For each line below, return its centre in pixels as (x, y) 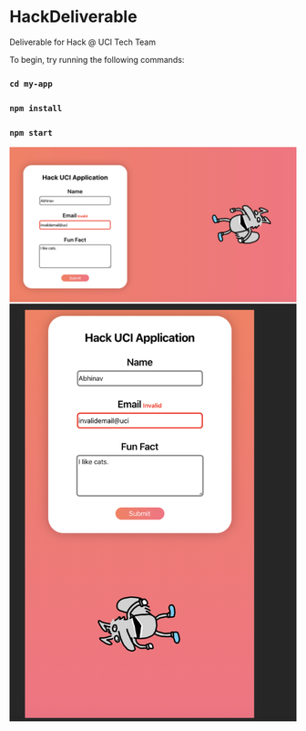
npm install (36, 108)
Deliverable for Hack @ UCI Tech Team (83, 42)
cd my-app (31, 83)
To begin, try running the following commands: (97, 59)
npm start (31, 133)
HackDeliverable (74, 17)
